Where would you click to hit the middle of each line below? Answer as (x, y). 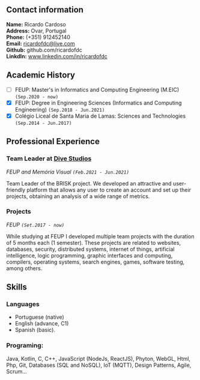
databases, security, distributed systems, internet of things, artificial (90, 249)
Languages (23, 304)
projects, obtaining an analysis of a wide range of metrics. (78, 196)
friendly (16, 190)
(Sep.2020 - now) (37, 97)
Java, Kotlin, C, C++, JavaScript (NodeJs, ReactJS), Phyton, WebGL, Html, (98, 358)
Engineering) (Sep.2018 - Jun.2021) (60, 109)
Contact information (45, 10)
